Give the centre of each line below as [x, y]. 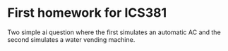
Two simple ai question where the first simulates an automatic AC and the [114, 32]
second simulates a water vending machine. [71, 39]
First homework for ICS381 [87, 13]
